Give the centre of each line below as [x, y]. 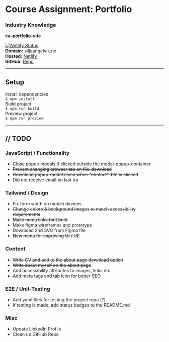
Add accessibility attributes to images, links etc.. [63, 270]
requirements [26, 214]
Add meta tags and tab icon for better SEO [57, 276]
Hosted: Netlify [21, 56]
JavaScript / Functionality [37, 153]
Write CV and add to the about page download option [68, 260]
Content [16, 249]
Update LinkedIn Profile [37, 329]
